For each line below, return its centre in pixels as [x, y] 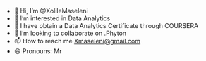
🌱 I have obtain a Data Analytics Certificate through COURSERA [106, 26]
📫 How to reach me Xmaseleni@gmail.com [77, 41]
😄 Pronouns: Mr [38, 51]
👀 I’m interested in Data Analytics [62, 18]
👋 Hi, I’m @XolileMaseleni [51, 11]
